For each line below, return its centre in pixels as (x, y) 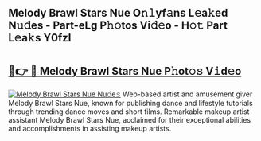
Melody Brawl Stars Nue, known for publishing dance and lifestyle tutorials (130, 103)
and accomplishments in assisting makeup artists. (90, 128)
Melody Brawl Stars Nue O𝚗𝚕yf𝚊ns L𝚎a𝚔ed (118, 13)
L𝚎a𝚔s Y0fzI (40, 38)
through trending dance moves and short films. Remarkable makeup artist (129, 112)
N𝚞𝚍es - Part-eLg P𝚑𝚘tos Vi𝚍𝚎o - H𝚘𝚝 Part (118, 26)
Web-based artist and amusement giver (187, 94)
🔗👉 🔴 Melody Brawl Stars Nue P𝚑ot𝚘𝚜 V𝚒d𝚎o (125, 71)
